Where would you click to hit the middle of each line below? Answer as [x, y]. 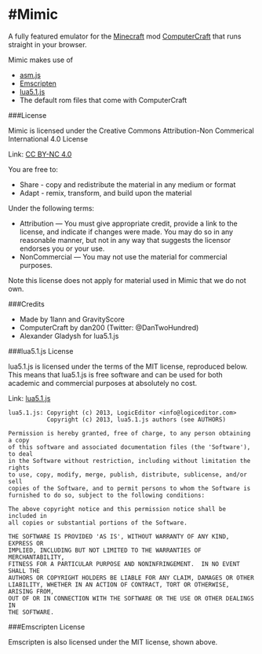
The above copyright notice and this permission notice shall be [117, 509]
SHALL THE [24, 571]
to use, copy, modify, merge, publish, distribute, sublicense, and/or [127, 474]
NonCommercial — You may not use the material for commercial [123, 256]
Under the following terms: [51, 208]
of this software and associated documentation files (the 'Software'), [129, 447]
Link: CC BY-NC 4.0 [40, 154]
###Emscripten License [47, 626]
